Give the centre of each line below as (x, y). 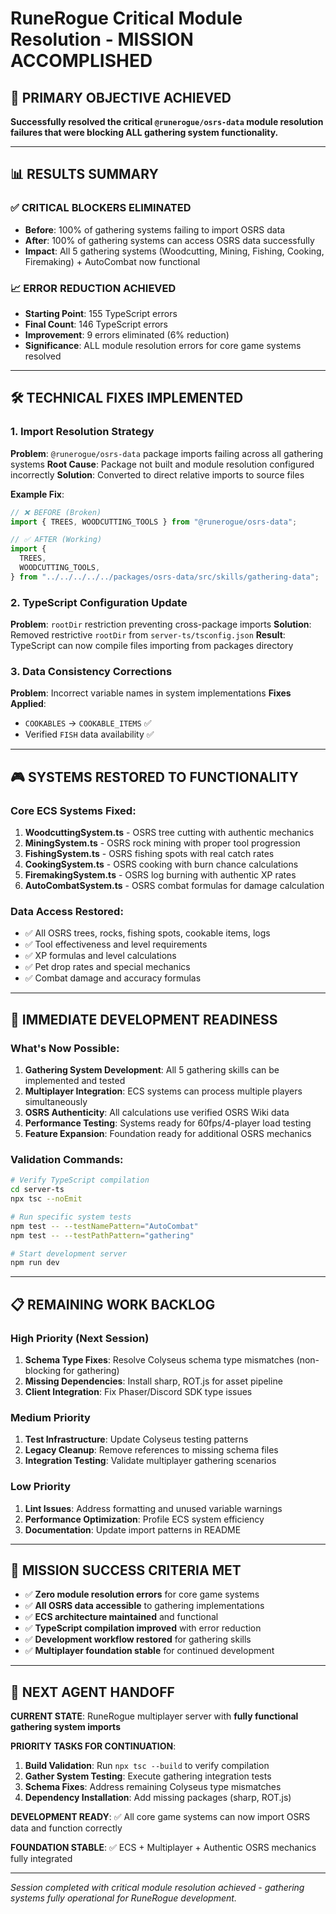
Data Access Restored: (67, 911)
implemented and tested (75, 1081)
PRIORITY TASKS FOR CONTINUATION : (93, 1746)
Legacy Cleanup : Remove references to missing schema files (151, 1450)
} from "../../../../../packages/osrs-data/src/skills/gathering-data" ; (165, 577)
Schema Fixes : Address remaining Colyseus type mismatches (153, 1787)
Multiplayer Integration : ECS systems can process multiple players (163, 1091)
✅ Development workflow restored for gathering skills (138, 1639)
